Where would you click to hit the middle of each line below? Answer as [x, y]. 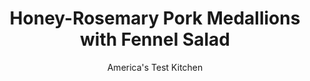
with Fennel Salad [155, 39]
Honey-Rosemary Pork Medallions [155, 18]
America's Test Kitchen [155, 67]
